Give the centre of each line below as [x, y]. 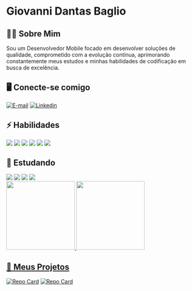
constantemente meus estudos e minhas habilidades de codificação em [96, 61]
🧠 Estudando [31, 163]
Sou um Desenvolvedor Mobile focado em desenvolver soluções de [91, 48]
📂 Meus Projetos [38, 267]
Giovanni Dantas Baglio [66, 11]
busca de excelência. [33, 68]
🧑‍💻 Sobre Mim [33, 34]
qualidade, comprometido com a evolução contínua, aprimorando [88, 55]
